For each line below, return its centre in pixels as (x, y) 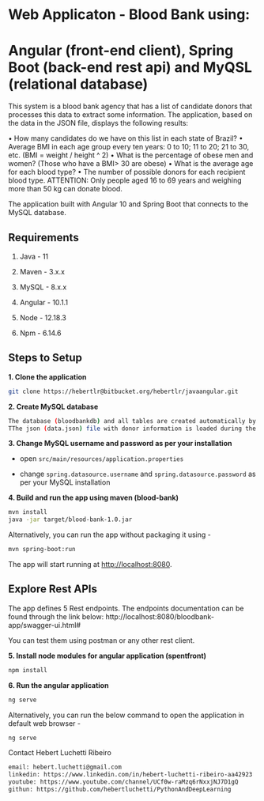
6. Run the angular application (58, 685)
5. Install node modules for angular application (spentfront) (107, 656)
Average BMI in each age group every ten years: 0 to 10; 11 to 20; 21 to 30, (129, 147)
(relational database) (78, 84)
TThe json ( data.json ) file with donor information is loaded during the (132, 429)
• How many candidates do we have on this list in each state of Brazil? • (126, 138)
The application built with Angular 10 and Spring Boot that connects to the (128, 204)
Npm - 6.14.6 (40, 333)
